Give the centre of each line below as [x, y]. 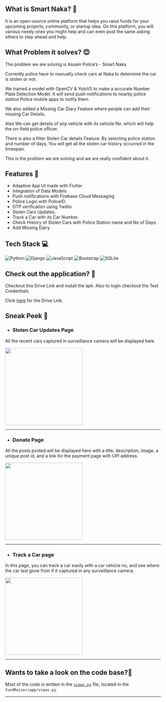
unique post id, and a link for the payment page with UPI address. [72, 456]
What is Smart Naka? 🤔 [41, 9]
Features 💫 [22, 174]
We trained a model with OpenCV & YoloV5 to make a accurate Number [78, 88]
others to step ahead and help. [36, 37]
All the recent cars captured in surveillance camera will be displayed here [80, 341]
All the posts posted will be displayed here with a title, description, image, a [82, 451]
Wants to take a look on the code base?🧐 [69, 672]
